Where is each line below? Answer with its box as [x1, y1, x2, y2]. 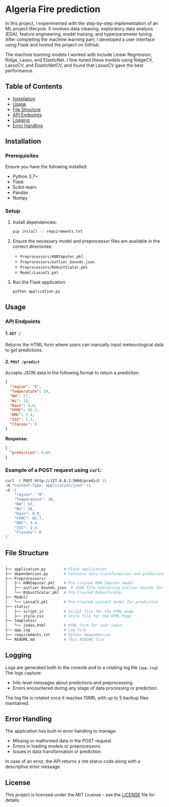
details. [5, 797, 21, 803]
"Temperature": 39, [14, 497, 55, 502]
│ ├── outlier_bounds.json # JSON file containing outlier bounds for [5, 585, 163, 590]
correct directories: [12, 243, 53, 249]
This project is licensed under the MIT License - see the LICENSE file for [5, 792, 155, 798]
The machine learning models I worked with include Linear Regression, [5, 52, 152, 58]
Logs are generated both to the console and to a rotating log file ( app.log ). [5, 664, 159, 670]
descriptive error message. [5, 764, 61, 770]
